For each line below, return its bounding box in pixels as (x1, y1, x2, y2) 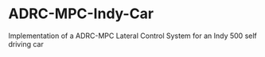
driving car (8, 39, 44, 48)
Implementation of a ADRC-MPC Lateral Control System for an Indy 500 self (8, 31, 257, 40)
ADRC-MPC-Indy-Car (8, 5, 154, 23)
